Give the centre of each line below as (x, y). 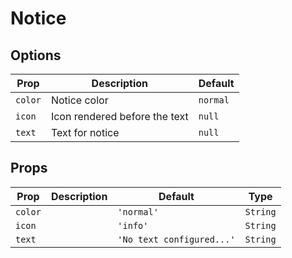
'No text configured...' (176, 239)
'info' (133, 225)
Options (36, 55)
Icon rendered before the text (119, 116)
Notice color (79, 100)
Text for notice (85, 132)
